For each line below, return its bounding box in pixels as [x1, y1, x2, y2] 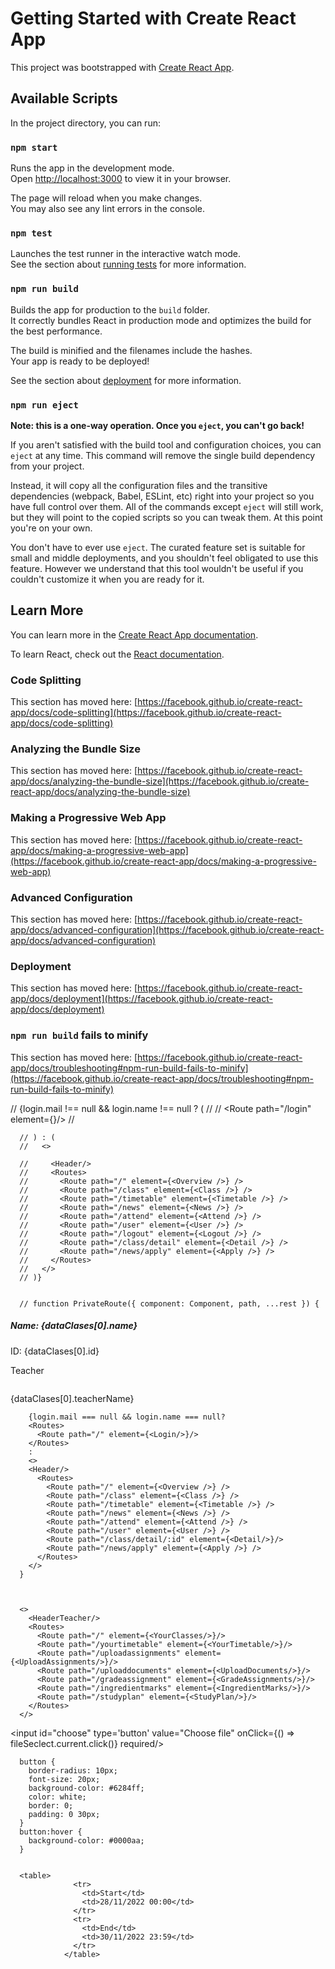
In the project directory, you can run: [10, 117, 161, 129]
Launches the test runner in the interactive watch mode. [10, 248, 242, 260]
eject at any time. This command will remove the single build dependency [10, 449, 316, 461]
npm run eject [10, 399, 79, 411]
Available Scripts [10, 90, 118, 107]
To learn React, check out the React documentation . [10, 648, 225, 660]
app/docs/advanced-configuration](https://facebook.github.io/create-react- [10, 923, 325, 936]
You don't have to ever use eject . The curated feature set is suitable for [10, 541, 306, 553]
